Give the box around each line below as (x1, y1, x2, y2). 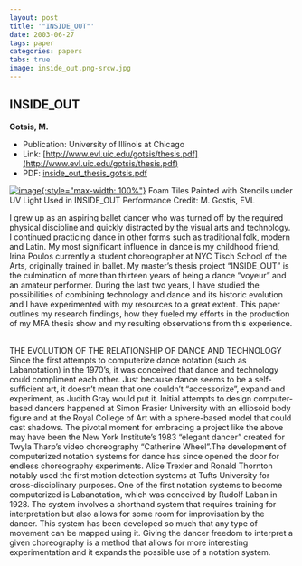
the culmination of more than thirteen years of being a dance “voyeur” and (9, 269, 287, 280)
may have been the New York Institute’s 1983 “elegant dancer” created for (9, 431, 286, 442)
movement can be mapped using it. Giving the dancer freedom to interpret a (9, 527, 294, 538)
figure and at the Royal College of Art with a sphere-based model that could (9, 412, 292, 423)
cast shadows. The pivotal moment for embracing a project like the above (9, 421, 284, 432)
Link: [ (22, 148, 47, 159)
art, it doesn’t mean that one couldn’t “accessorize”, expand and (46, 383, 286, 394)
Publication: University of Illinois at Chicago (22, 138, 185, 149)
